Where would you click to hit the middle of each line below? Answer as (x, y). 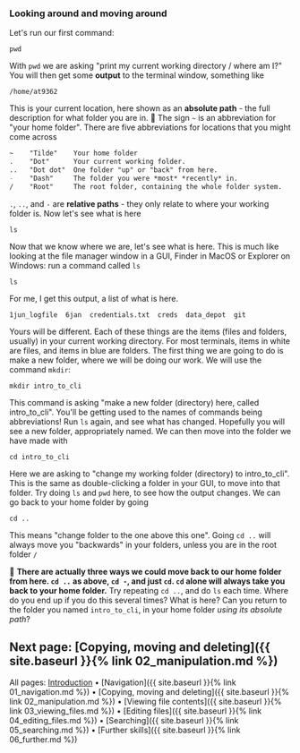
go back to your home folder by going (79, 502)
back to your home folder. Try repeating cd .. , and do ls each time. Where (149, 590)
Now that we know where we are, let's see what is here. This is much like (144, 246)
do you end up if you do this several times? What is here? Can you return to (148, 600)
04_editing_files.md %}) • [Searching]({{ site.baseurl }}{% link (124, 721)
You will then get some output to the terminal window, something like (137, 75)
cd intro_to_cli (39, 457)
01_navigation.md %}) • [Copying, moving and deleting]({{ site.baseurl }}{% (149, 692)
